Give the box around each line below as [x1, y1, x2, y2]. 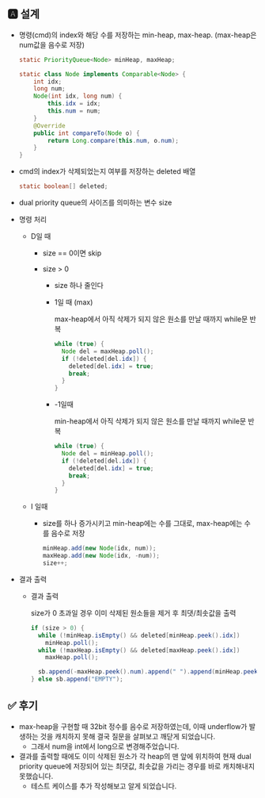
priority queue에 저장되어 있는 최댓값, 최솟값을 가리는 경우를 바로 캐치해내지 [18, 761, 255, 771]
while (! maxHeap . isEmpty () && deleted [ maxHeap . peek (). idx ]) [37, 646, 240, 654]
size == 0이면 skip [42, 248, 102, 258]
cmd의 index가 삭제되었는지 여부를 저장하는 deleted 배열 [18, 167, 196, 176]
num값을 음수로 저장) [18, 40, 85, 49]
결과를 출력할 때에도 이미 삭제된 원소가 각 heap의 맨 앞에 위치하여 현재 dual [18, 751, 252, 761]
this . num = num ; [47, 107, 101, 115]
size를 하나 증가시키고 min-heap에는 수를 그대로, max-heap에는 [42, 519, 243, 528]
